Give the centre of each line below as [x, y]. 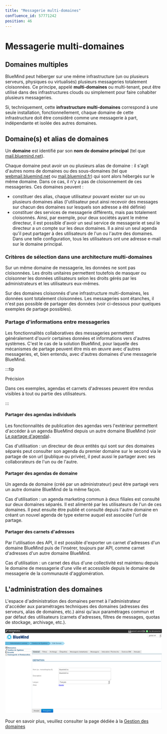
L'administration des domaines [54, 589]
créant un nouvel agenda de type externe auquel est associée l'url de [76, 515]
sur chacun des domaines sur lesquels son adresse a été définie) [79, 207]
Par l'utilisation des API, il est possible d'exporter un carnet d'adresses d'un [83, 543]
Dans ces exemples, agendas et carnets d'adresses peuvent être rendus [79, 388]
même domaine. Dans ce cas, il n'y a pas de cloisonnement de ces [74, 182]
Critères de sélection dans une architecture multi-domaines [79, 257]
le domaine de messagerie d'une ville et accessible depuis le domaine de [80, 568]
